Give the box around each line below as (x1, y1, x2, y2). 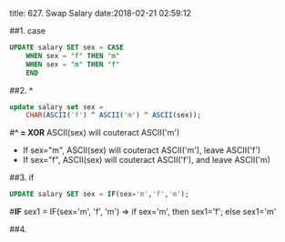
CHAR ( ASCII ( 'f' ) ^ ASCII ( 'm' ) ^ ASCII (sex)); (25, 111, 202, 120)
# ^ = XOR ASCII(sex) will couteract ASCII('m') (9, 127, 180, 138)
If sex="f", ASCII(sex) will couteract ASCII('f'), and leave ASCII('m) (22, 155, 271, 166)
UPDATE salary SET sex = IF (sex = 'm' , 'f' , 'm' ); (9, 190, 189, 199)
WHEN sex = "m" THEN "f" (25, 59, 120, 69)
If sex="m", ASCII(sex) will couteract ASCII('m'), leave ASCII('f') (22, 145, 261, 156)
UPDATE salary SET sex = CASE (9, 43, 125, 52)
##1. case (9, 25, 46, 35)
